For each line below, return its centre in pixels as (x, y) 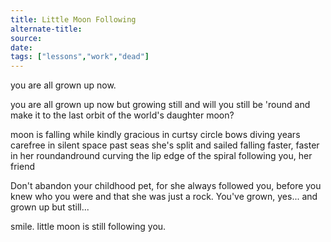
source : (26, 38)
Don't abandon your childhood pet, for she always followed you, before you (166, 186)
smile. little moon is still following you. (88, 227)
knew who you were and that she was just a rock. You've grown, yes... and (164, 197)
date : (21, 47)
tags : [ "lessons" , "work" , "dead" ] (80, 57)
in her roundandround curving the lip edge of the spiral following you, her (161, 156)
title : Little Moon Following (73, 19)
